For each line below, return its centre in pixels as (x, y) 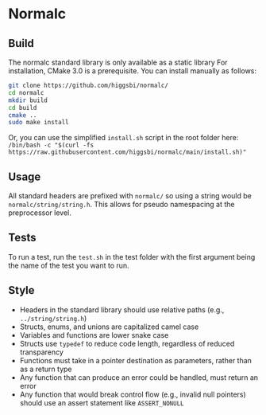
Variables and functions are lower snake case (94, 335)
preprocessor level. (40, 213)
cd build (23, 108)
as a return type (46, 369)
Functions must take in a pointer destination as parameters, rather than (136, 360)
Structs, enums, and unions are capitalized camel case (109, 327)
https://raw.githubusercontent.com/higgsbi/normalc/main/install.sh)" (127, 152)
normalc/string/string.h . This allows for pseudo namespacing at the (122, 205)
